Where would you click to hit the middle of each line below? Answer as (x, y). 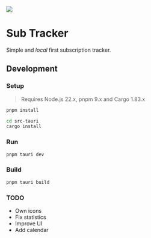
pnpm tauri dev (25, 154)
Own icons (28, 210)
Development (32, 69)
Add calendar (32, 230)
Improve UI (29, 223)
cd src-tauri (23, 121)
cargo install (24, 127)
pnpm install (23, 110)
